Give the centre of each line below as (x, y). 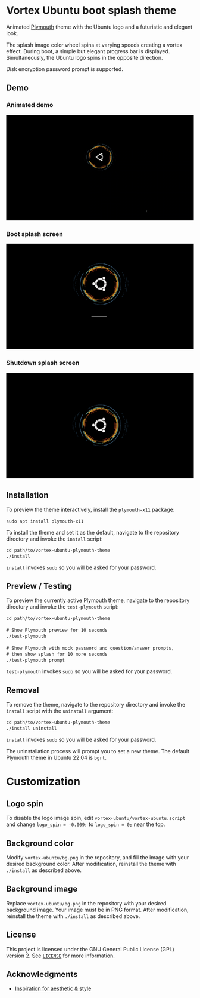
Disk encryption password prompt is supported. (65, 69)
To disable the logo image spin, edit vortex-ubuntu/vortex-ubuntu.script (96, 818)
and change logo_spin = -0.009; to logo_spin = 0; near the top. (86, 824)
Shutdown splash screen (43, 363)
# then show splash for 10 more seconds (57, 655)
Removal (23, 690)
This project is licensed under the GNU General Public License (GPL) (90, 949)
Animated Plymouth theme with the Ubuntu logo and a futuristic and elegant (99, 27)
